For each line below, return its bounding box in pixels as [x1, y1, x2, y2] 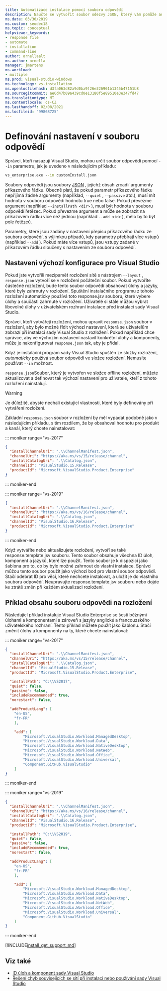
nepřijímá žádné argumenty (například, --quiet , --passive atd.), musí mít [5, 192, 156, 198]
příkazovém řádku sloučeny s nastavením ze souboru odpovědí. [5, 244, 136, 250]
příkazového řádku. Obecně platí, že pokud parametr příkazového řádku [5, 187, 153, 193]
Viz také [5, 957, 31, 965]
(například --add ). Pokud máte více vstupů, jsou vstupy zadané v [5, 239, 139, 245]
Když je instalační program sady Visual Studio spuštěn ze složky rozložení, [5, 349, 158, 355]
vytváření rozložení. [5, 405, 46, 411]
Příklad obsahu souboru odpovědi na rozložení [5, 598, 153, 607]
